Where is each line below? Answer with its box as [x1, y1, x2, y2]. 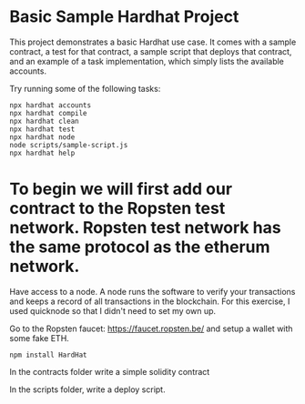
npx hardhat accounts [9, 100, 92, 110]
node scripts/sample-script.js [9, 140, 128, 149]
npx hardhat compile [9, 108, 88, 117]
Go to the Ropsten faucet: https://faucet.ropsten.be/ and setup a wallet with [9, 323, 293, 334]
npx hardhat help [9, 148, 76, 157]
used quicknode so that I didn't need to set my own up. [9, 305, 217, 316]
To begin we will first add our [9, 179, 233, 199]
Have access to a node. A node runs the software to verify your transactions [9, 286, 296, 297]
